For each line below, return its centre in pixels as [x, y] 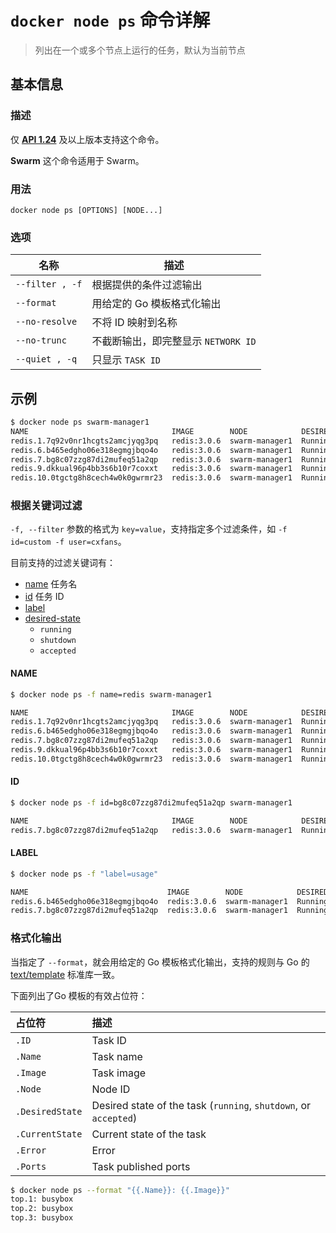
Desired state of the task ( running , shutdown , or [201, 1105]
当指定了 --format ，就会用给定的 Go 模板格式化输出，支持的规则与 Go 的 [160, 962]
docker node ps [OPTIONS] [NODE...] [86, 210]
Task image [119, 1073]
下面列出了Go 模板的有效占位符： [79, 995]
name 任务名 [51, 584]
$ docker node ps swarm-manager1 [80, 422]
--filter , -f [49, 284]
